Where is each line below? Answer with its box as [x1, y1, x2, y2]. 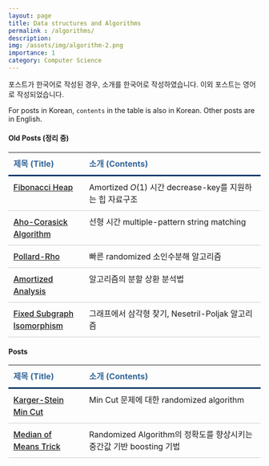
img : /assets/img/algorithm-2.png [8, 42, 124, 50]
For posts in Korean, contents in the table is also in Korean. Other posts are [8, 105, 255, 115]
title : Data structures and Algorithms [8, 19, 142, 27]
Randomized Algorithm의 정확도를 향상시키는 [89, 429, 254, 440]
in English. [8, 114, 42, 124]
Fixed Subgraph [13, 308, 74, 319]
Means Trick [13, 441, 61, 452]
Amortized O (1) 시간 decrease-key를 [89, 182, 228, 193]
